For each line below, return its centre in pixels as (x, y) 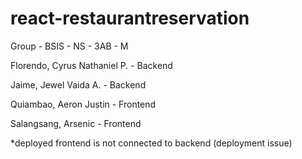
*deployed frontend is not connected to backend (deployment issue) (151, 143)
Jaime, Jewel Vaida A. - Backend (78, 84)
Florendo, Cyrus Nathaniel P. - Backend (91, 65)
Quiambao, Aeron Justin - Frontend (83, 104)
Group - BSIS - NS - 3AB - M (69, 46)
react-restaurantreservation (130, 18)
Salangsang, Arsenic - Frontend (76, 123)
